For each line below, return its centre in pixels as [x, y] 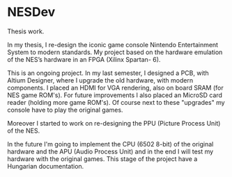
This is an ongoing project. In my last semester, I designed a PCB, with [108, 73]
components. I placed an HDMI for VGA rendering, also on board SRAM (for [116, 87]
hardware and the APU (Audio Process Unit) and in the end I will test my [110, 151]
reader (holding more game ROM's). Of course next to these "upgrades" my [116, 102]
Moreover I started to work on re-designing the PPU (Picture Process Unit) [114, 123]
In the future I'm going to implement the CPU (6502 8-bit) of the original [110, 144]
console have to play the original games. [65, 110]
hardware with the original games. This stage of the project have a [102, 159]
